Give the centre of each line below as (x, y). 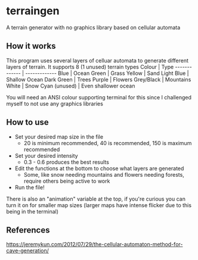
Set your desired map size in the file (59, 137)
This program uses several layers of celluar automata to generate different (98, 60)
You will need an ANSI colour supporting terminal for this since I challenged (99, 97)
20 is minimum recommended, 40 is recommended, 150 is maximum (108, 143)
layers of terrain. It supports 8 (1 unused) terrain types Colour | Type (90, 67)
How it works (31, 46)
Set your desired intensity (47, 155)
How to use (27, 122)
